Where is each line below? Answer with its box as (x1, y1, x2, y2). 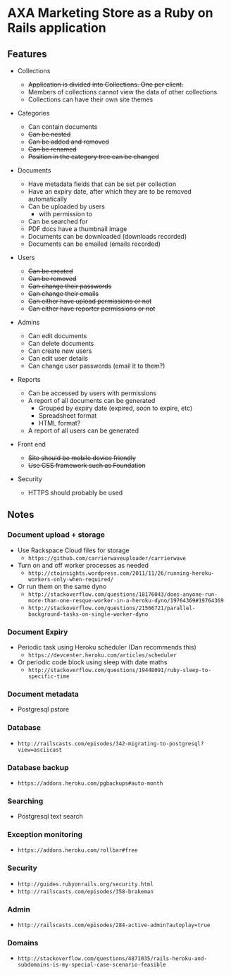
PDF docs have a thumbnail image (27, 225, 127, 233)
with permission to (38, 210, 93, 218)
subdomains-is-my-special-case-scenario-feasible (17, 962, 167, 969)
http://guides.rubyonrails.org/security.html (17, 881, 154, 888)
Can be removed (27, 275, 77, 282)
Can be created (27, 267, 73, 275)
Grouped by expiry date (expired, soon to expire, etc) (38, 404, 193, 412)
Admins (17, 318, 40, 326)
